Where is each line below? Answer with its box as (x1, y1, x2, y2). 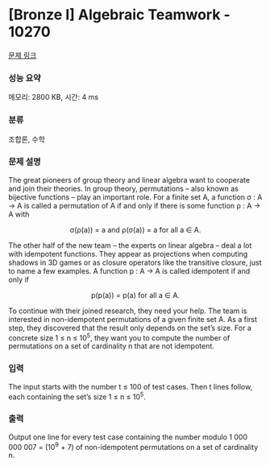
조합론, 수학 (8, 134, 46, 144)
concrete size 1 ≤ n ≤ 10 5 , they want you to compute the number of (8, 332, 231, 343)
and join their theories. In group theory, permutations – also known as (8, 184, 239, 193)
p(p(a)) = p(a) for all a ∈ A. (91, 290, 180, 299)
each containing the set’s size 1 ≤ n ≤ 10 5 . (8, 390, 147, 402)
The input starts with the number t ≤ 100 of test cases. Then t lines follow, (8, 381, 253, 391)
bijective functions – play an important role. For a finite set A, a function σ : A (8, 192, 263, 202)
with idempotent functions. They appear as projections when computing (8, 249, 248, 258)
